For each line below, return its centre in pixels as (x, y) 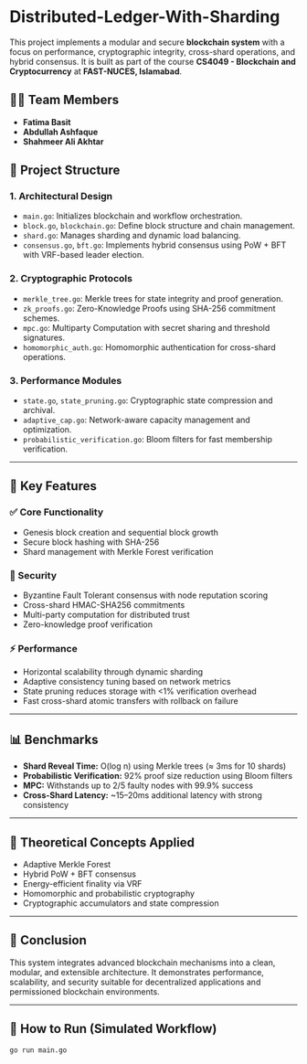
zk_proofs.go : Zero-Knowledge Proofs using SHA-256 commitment (149, 308)
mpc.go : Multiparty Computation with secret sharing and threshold (146, 327)
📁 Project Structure (65, 170)
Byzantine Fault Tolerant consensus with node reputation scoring (145, 595)
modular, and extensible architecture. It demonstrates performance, (137, 972)
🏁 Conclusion (48, 940)
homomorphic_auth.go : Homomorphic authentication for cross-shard (149, 347)
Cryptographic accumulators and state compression (121, 903)
